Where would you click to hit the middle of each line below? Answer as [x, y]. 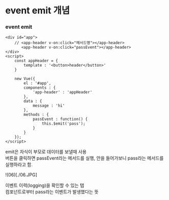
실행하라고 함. [19, 165]
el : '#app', [38, 83]
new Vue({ [25, 79]
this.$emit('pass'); [64, 124]
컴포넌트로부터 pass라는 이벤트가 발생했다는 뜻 [52, 192]
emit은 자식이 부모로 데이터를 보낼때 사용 [46, 152]
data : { [33, 101]
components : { [40, 88]
